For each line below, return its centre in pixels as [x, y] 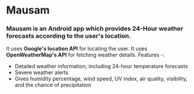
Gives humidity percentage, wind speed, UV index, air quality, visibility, [101, 79]
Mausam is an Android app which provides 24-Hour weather [95, 29]
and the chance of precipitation [53, 85]
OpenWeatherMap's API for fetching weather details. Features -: [85, 55]
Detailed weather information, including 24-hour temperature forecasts [101, 66]
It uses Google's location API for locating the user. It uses [77, 49]
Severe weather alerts [41, 73]
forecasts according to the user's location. [69, 36]
